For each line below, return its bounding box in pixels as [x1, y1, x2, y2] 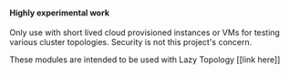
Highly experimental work [9, 7, 109, 18]
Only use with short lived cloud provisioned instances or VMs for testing [9, 27, 281, 38]
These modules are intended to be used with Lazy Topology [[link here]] [9, 54, 281, 65]
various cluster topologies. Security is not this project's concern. [9, 37, 253, 48]
